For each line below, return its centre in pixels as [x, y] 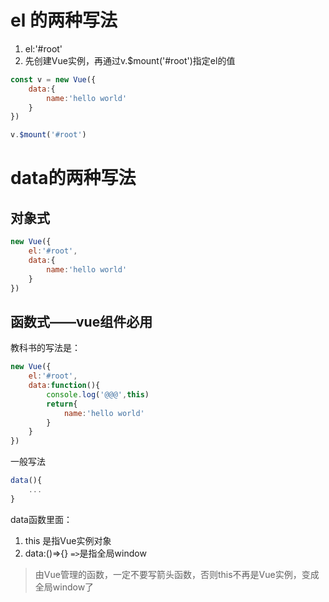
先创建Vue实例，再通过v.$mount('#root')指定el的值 [130, 60]
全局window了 [64, 587]
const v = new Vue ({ [53, 79]
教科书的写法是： [45, 348]
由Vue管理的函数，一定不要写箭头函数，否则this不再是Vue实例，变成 [177, 574]
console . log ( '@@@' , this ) [98, 394]
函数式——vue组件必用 [81, 321]
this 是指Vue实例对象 [68, 540]
